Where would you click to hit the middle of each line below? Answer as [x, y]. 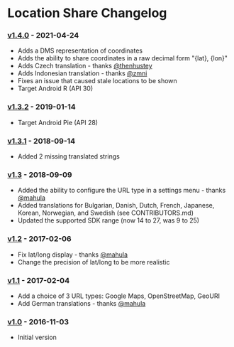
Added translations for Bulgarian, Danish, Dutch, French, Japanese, [116, 205]
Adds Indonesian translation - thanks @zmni [82, 73]
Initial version [37, 337]
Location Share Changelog [87, 13]
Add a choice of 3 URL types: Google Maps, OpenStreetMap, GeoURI [118, 296]
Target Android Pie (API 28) [57, 122]
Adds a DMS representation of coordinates [80, 50]
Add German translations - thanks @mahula [82, 303]
